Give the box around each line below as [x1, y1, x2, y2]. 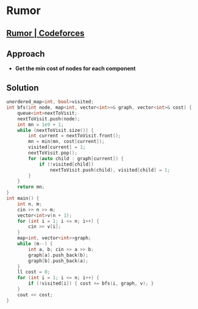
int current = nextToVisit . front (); [28, 133, 121, 139]
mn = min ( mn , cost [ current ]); [28, 139, 105, 145]
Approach [6, 48, 45, 59]
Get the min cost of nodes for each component [15, 65, 136, 72]
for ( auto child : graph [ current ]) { [28, 155, 124, 162]
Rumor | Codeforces [6, 28, 85, 38]
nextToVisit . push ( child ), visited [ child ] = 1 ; [49, 167, 171, 173]
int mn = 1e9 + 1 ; [17, 122, 64, 128]
